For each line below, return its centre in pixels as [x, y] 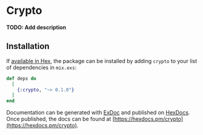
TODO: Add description [36, 27]
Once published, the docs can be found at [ [61, 119]
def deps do [21, 78]
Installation [28, 46]
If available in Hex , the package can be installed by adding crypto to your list [102, 61]
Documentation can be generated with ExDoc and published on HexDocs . [98, 113]
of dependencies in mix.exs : [42, 67]
